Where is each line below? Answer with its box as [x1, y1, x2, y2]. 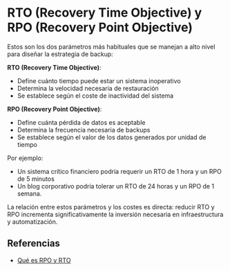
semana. [17, 189, 42, 198]
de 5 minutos [17, 175, 55, 183]
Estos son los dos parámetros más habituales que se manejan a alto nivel [7, 42, 215, 51]
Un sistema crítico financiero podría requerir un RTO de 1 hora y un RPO [17, 167, 222, 175]
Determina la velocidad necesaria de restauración [17, 84, 159, 92]
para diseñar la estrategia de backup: [7, 50, 114, 58]
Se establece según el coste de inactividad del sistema [17, 91, 174, 100]
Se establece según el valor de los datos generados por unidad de [17, 133, 207, 141]
